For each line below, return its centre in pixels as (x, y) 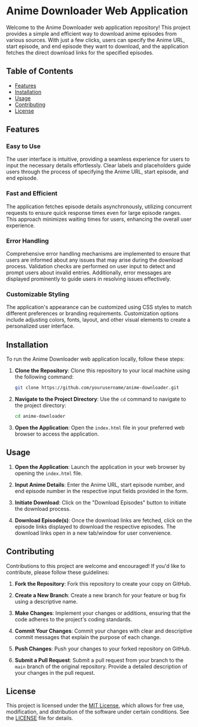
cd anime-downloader (40, 417)
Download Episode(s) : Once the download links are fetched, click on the (103, 520)
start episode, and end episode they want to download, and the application (97, 46)
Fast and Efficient (32, 193)
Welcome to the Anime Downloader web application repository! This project (98, 27)
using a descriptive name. (46, 601)
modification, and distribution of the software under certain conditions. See (98, 712)
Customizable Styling (38, 294)
